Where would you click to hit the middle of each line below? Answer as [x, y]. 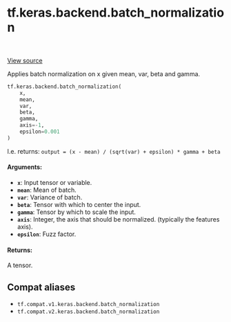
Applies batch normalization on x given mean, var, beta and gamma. [104, 73]
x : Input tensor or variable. [54, 183]
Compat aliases [41, 287]
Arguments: [25, 167]
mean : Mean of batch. [47, 190]
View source [25, 60]
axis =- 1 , [32, 125]
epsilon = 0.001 [40, 132]
